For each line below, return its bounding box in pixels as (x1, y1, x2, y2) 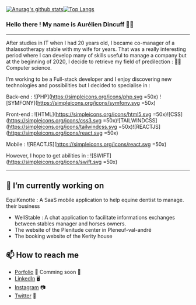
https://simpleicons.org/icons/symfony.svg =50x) (37, 99, 156, 106)
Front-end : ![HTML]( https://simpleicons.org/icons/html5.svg (6, 111, 152, 118)
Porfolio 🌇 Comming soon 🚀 (14, 269, 81, 276)
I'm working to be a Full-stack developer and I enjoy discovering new (6, 76, 172, 83)
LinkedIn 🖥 (14, 275, 40, 282)
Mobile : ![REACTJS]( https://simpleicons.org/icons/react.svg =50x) (6, 140, 167, 148)
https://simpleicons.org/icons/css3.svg (8, 116, 102, 124)
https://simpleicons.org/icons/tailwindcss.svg (8, 123, 118, 130)
